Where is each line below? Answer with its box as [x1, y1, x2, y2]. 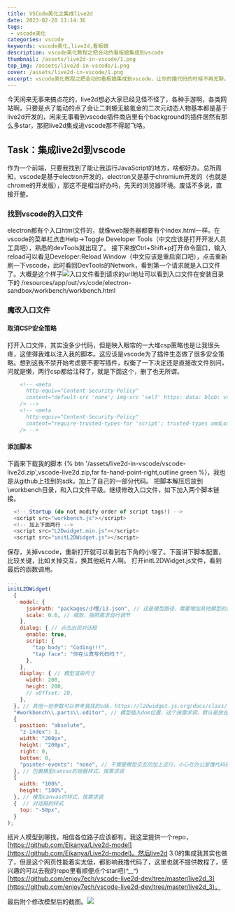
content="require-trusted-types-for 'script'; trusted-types [25, 420, 208, 427]
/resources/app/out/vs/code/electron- [20, 279, 131, 287]
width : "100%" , [20, 781, 64, 788]
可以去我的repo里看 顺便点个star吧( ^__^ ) [25, 867, 138, 875]
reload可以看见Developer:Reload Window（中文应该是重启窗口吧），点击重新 [7, 252, 228, 261]
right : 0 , [20, 748, 49, 755]
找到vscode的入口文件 [7, 209, 84, 219]
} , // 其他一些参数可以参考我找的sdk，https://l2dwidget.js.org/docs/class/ [13, 702, 227, 709]
